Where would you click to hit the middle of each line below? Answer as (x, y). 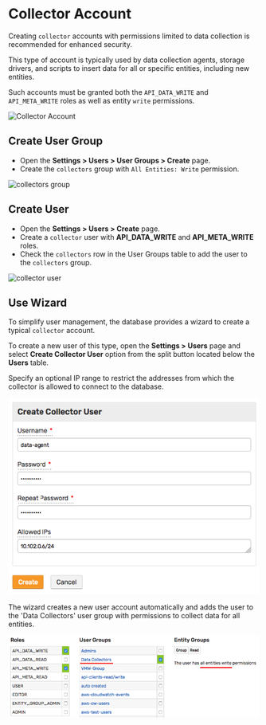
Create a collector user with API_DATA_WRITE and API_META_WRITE (137, 237)
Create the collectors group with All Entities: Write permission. (129, 169)
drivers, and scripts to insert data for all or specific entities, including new (129, 68)
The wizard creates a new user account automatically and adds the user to (131, 607)
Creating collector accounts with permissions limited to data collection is (129, 36)
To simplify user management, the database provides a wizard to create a (129, 322)
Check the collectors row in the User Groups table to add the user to (134, 254)
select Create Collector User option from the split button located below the (131, 355)
